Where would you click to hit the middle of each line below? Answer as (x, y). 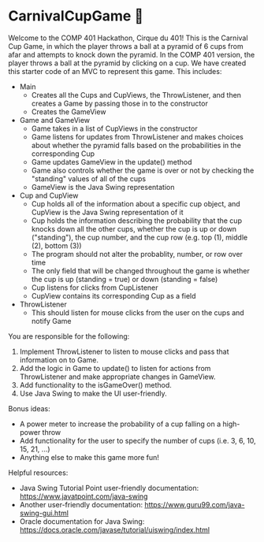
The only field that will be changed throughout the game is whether (141, 270)
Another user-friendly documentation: (81, 504)
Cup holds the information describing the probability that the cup (137, 221)
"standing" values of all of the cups (89, 178)
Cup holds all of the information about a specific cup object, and (136, 203)
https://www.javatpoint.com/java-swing (84, 496)
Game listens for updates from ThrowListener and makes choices (138, 136)
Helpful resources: (38, 473)
